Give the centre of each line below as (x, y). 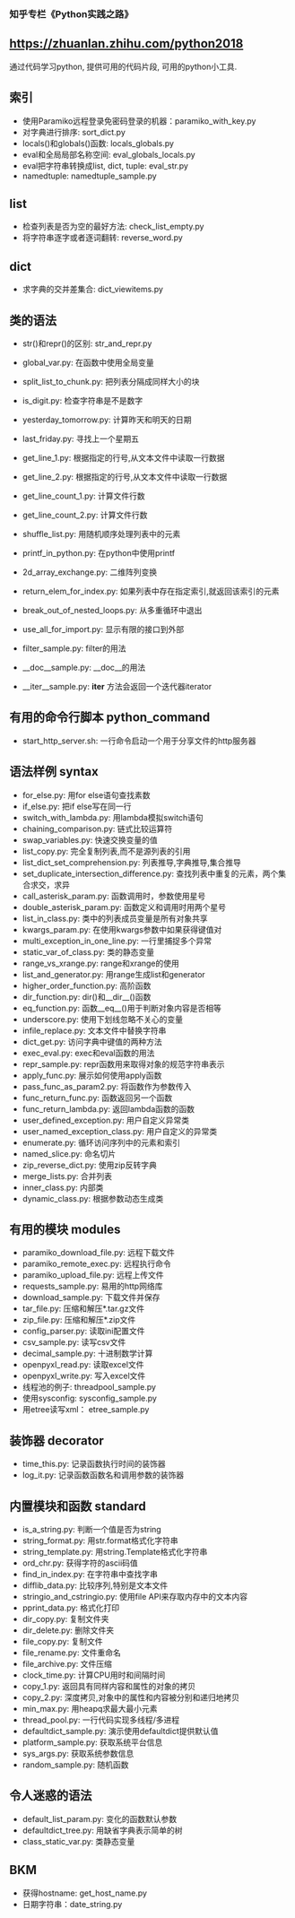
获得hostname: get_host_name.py (85, 1893)
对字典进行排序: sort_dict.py (74, 132)
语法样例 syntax (54, 772)
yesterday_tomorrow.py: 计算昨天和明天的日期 (107, 420)
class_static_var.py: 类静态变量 (78, 1841)
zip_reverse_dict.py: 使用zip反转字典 (89, 1165)
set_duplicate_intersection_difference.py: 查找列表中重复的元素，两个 (150, 873)
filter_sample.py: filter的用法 (74, 648)
